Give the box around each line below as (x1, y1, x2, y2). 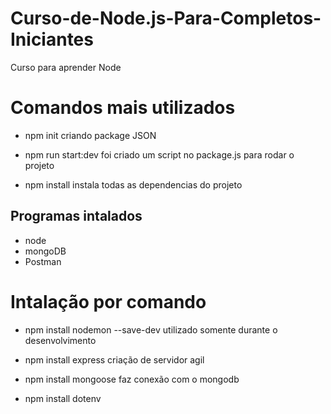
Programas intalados (10, 208, 143, 225)
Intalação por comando (10, 290, 207, 313)
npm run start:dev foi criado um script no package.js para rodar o (24, 148, 295, 161)
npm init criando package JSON (24, 129, 157, 141)
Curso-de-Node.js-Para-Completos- (10, 7, 322, 30)
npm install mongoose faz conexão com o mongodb (24, 373, 240, 385)
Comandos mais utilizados (10, 97, 236, 119)
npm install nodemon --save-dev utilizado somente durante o (24, 323, 278, 336)
